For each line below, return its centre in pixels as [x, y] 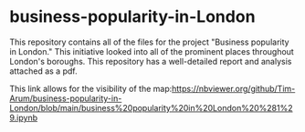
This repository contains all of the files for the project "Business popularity [149, 42]
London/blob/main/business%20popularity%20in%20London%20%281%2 [151, 107]
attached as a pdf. [43, 71]
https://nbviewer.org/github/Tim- [234, 88]
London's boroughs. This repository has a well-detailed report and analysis [151, 61]
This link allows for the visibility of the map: [91, 88]
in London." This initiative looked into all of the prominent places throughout [152, 51]
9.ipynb [24, 117]
